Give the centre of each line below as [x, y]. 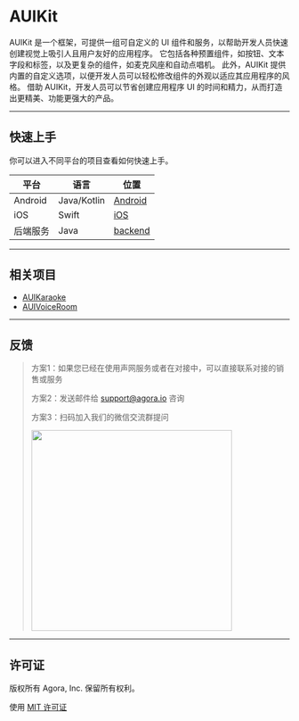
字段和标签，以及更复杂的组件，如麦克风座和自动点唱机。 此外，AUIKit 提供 [148, 64]
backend [132, 230]
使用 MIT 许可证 [38, 708]
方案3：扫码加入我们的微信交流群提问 [100, 418]
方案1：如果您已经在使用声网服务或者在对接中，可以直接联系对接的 [154, 369]
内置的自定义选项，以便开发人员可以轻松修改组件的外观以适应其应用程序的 [145, 75]
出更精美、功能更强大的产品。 [64, 98]
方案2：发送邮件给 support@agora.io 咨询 [108, 398]
